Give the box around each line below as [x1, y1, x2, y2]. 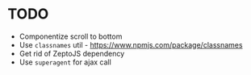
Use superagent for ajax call [19, 57, 112, 67]
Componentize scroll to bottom [19, 31, 123, 41]
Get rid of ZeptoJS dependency [19, 48, 125, 58]
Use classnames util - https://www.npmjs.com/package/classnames [19, 40, 243, 49]
